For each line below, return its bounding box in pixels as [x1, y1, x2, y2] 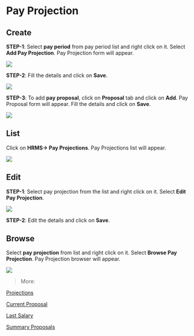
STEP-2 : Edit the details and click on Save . [6, 217, 110, 224]
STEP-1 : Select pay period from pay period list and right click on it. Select [6, 43, 186, 50]
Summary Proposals [6, 324, 55, 331]
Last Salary [6, 312, 34, 319]
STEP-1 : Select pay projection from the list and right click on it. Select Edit [6, 188, 186, 195]
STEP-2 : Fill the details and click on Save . [6, 72, 108, 79]
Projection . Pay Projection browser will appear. [6, 255, 121, 262]
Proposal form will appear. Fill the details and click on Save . [6, 101, 151, 107]
